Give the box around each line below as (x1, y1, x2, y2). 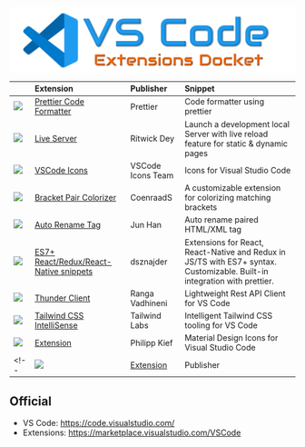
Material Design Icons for (184, 333, 279, 343)
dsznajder (130, 256, 168, 267)
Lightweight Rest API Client (184, 288, 286, 299)
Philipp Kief (130, 337, 173, 348)
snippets (60, 265, 93, 276)
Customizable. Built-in (184, 265, 270, 276)
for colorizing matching (184, 193, 271, 204)
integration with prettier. (184, 275, 275, 286)
